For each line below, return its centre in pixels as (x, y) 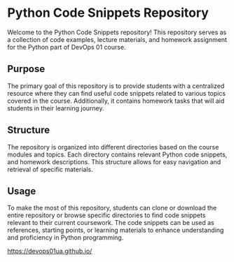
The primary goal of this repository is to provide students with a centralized (116, 86)
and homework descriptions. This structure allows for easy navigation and (114, 161)
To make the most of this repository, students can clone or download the (112, 208)
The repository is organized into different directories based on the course (113, 147)
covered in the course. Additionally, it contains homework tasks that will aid (116, 101)
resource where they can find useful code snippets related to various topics (117, 93)
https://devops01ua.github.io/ (50, 251)
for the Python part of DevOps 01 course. (67, 47)
